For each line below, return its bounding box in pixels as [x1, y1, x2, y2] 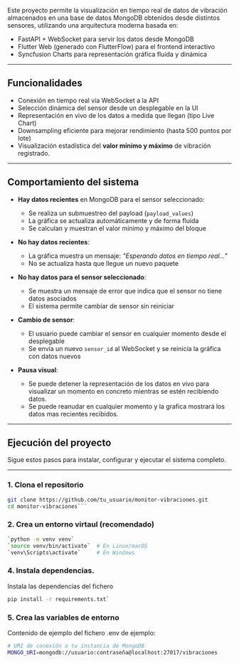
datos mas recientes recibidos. [28, 409, 119, 418]
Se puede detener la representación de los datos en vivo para [28, 379, 210, 388]
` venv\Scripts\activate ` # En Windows [7, 549, 135, 556]
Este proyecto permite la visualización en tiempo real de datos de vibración [7, 6, 228, 14]
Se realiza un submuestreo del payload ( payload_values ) [28, 209, 194, 217]
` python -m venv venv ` [7, 536, 75, 543]
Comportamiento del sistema [7, 176, 139, 188]
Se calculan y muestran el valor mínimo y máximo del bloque [28, 224, 206, 232]
